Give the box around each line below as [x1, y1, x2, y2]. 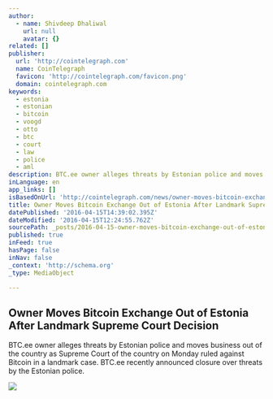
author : [8, 11, 35, 20]
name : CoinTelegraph [15, 65, 85, 73]
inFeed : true [8, 239, 53, 247]
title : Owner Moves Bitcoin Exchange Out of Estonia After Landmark [8, 201, 245, 209]
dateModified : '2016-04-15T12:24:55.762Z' [8, 216, 154, 224]
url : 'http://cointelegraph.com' [15, 58, 129, 66]
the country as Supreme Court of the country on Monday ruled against [8, 349, 245, 358]
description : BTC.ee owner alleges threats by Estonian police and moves [8, 171, 264, 179]
